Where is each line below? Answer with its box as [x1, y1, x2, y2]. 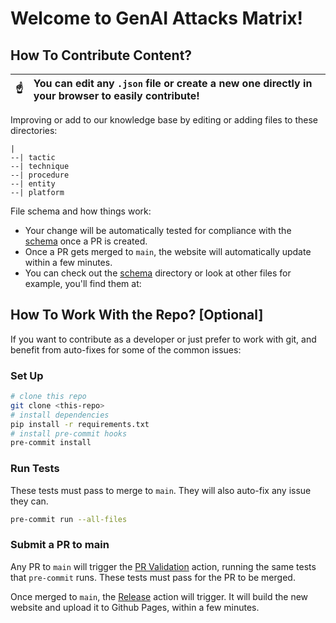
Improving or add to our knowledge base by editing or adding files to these [10, 114, 319, 126]
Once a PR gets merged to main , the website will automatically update [24, 246, 312, 257]
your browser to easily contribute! [33, 89, 200, 102]
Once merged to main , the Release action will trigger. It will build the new [10, 590, 309, 602]
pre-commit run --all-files [10, 514, 128, 524]
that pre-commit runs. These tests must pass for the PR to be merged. [10, 571, 296, 583]
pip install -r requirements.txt [10, 419, 150, 429]
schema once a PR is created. [24, 235, 148, 247]
